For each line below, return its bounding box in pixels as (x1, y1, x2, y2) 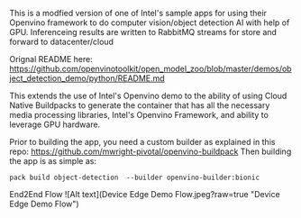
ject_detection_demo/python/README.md (9, 73, 165, 84)
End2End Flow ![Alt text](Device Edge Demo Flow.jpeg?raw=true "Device (9, 189, 281, 199)
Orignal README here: (9, 54, 93, 64)
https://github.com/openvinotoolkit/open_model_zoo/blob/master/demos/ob (9, 63, 292, 74)
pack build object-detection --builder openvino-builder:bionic (9, 173, 260, 182)
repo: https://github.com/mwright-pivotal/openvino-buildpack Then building (9, 146, 292, 157)
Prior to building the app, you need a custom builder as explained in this (9, 137, 276, 147)
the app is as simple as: (9, 156, 97, 166)
